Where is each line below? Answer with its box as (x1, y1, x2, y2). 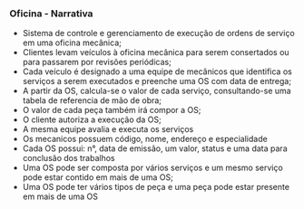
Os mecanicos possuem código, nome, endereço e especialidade (22, 134, 268, 145)
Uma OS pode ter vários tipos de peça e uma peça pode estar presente (22, 182, 290, 193)
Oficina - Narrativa (9, 7, 93, 20)
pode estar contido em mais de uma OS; (22, 172, 174, 183)
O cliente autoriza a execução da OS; (22, 114, 162, 125)
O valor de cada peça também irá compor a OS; (22, 105, 201, 116)
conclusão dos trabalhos (22, 153, 115, 164)
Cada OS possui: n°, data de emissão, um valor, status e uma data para (22, 143, 288, 154)
